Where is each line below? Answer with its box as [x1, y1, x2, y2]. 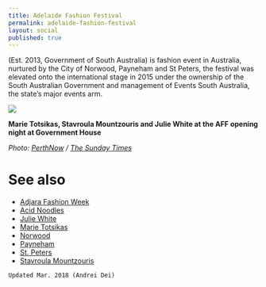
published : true [8, 33, 62, 42]
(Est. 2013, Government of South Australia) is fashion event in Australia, [8, 55, 242, 65]
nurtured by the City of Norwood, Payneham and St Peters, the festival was [8, 64, 254, 74]
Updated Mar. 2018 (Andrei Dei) [8, 271, 115, 280]
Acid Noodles [19, 205, 65, 215]
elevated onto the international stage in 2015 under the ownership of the [8, 72, 245, 82]
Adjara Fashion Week [19, 197, 90, 207]
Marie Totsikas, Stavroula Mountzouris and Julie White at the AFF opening [8, 120, 258, 129]
